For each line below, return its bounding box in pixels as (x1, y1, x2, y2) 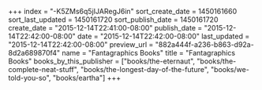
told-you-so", (8, 74, 51, 82)
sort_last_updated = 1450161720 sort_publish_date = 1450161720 (8, 15, 219, 24)
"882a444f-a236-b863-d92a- (155, 40, 254, 49)
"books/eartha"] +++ (52, 74, 122, 82)
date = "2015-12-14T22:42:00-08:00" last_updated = (77, 31, 250, 41)
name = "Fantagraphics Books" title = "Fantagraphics (62, 49, 235, 57)
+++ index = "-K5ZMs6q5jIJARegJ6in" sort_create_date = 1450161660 (8, 7, 238, 16)
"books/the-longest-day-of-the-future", (80, 65, 209, 74)
